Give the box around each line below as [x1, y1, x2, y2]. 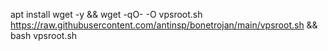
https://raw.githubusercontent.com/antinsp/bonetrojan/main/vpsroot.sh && [10, 19, 318, 31]
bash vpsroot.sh [10, 30, 78, 41]
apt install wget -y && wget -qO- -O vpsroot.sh [10, 9, 203, 20]
